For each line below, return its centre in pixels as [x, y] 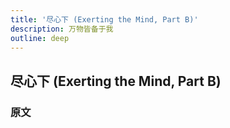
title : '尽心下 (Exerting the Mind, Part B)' [104, 19]
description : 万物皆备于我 [62, 29]
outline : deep [40, 38]
